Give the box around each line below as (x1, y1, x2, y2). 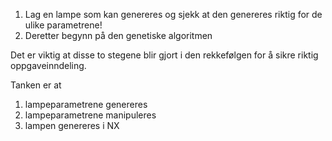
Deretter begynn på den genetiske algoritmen (24, 30, 213, 41)
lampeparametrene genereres (24, 99, 148, 110)
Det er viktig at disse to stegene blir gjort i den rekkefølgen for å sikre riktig (10, 49, 319, 61)
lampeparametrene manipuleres (24, 109, 157, 121)
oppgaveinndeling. (10, 60, 87, 71)
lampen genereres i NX (24, 120, 120, 131)
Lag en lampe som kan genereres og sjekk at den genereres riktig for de (24, 9, 323, 20)
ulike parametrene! (24, 19, 103, 31)
